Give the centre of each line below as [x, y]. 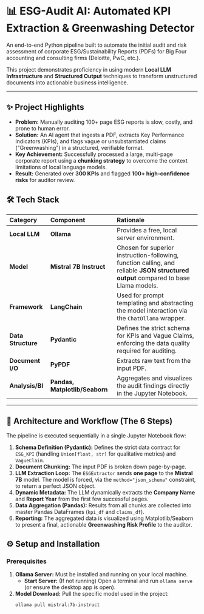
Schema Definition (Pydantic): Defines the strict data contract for [98, 447]
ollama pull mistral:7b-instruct [57, 605]
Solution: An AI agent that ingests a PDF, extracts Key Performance [100, 135]
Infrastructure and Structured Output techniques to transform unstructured [102, 76]
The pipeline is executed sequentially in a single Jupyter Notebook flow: [96, 436]
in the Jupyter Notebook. [152, 393]
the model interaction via [152, 311]
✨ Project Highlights [45, 107]
